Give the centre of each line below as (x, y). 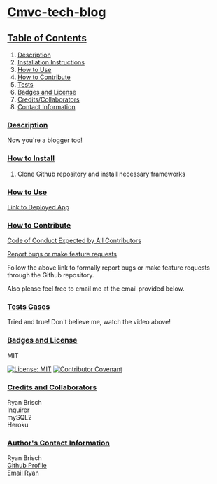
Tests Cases (29, 307)
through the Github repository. (51, 275)
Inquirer (19, 410)
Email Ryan (23, 473)
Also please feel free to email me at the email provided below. (96, 289)
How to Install (31, 158)
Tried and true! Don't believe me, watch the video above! (89, 322)
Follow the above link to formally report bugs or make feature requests (109, 268)
